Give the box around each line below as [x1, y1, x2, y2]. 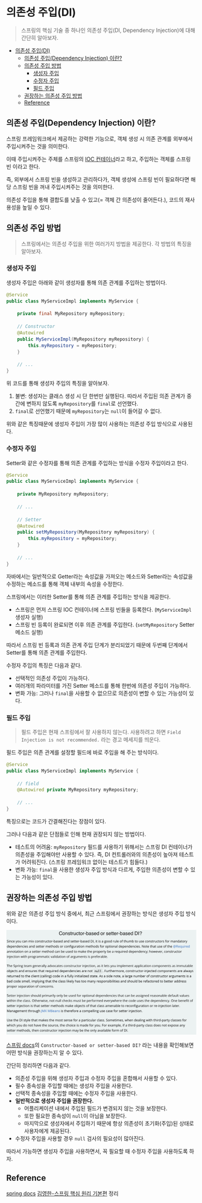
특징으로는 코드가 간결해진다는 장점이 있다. [6, 817, 107, 825]
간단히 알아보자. [21, 34, 58, 41]
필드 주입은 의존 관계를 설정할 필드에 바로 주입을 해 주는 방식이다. [6, 749, 159, 756]
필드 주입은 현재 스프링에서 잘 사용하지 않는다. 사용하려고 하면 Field [21, 728, 181, 735]
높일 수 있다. [22, 203, 51, 211]
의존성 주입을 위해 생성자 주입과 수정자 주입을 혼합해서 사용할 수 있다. [14, 1074, 178, 1082]
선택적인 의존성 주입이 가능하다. [14, 674, 89, 682]
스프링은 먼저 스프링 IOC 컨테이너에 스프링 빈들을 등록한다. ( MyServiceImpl [14, 606, 192, 613]
